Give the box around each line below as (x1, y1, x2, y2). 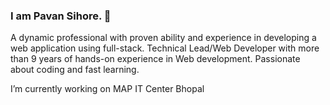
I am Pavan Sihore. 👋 (10, 9, 112, 23)
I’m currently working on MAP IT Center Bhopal (10, 83, 205, 95)
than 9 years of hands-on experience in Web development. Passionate (10, 53, 301, 65)
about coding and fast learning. (10, 64, 140, 76)
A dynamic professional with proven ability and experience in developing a (10, 32, 317, 44)
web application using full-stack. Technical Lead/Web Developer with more (10, 42, 320, 54)
